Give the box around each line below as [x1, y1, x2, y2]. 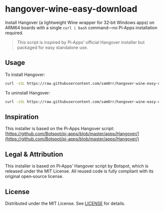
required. [5, 30, 23, 36]
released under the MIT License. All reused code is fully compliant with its [5, 168, 154, 174]
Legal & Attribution [5, 150, 63, 158]
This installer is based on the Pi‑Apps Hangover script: [5, 126, 115, 132]
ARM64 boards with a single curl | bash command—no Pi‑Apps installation [5, 24, 158, 30]
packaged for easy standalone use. [17, 44, 88, 50]
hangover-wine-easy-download [5, 3, 138, 15]
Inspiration [5, 113, 39, 121]
